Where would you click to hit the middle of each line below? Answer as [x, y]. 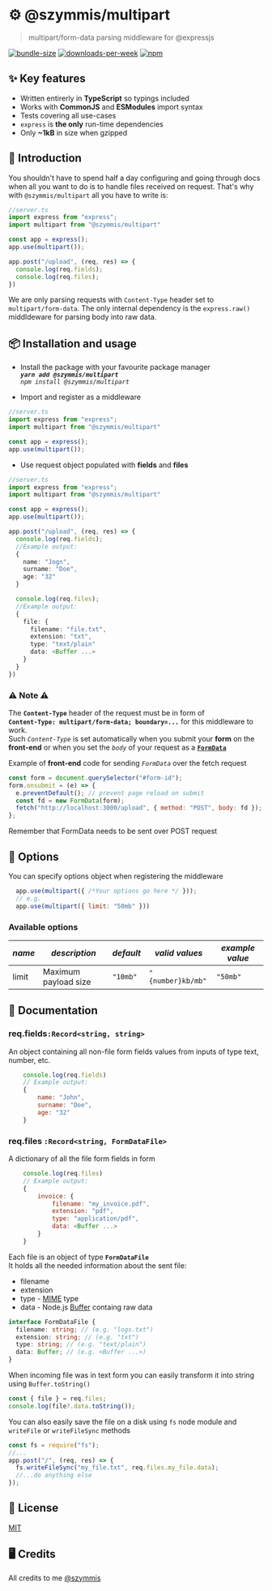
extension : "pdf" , [83, 1211]
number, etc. [30, 1060]
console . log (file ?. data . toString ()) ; [72, 1406]
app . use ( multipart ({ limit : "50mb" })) [83, 906]
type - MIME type [49, 1298]
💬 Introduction [45, 159]
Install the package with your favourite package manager [115, 368]
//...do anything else [54, 1475]
